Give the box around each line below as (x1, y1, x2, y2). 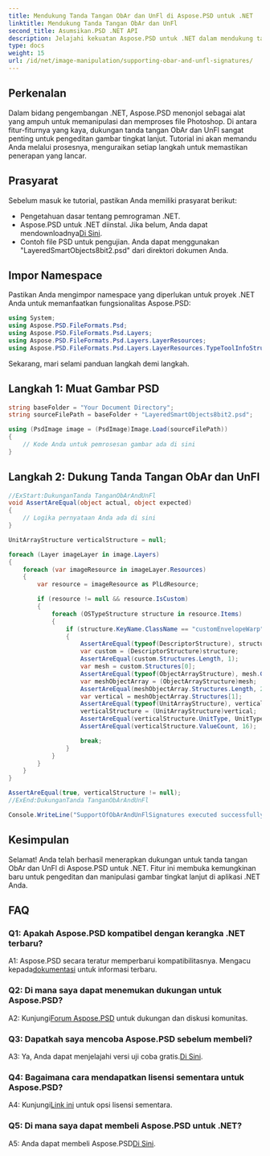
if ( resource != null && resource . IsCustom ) (37, 595, 189, 603)
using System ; (8, 314, 56, 322)
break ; (80, 736, 103, 745)
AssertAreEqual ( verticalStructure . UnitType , (80, 715, 231, 723)
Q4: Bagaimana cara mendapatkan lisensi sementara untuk (8, 1071, 245, 1083)
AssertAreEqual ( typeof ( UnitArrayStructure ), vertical (80, 700, 264, 708)
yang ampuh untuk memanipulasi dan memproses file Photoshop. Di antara (8, 116, 257, 126)
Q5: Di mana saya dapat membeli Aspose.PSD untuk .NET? (8, 1121, 243, 1132)
